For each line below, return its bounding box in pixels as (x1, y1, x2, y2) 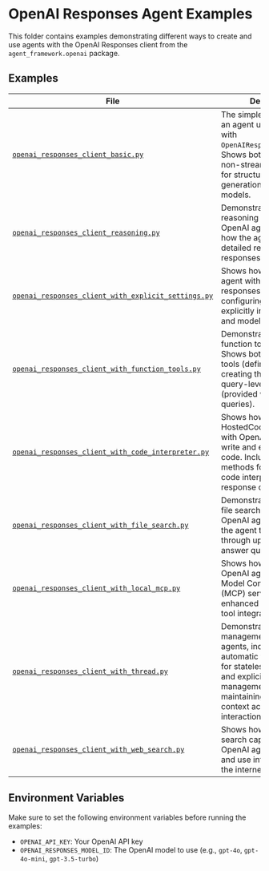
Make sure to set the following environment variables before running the (8, 813, 247, 822)
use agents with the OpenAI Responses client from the (8, 39, 188, 49)
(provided (221, 388, 258, 399)
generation (221, 179, 263, 190)
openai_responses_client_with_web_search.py (12, 744, 185, 754)
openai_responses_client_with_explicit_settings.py (12, 291, 214, 300)
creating (221, 368, 252, 379)
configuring (221, 295, 265, 306)
